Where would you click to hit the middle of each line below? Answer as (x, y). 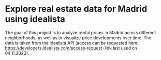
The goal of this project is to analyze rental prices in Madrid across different (80, 32)
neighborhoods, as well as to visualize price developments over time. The (78, 38)
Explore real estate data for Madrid (76, 9)
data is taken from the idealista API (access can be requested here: (72, 43)
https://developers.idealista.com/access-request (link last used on (71, 48)
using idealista (35, 19)
